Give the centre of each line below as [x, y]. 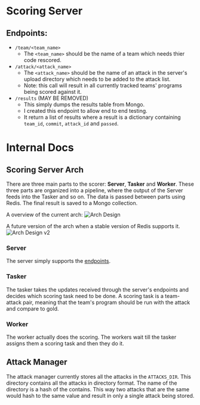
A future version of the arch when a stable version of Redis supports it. [93, 226]
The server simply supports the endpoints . [59, 261]
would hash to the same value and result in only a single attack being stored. [100, 395]
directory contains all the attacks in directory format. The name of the [92, 383]
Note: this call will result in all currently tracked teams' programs [103, 85]
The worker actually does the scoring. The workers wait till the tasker [91, 337]
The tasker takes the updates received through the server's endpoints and [98, 289]
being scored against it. [53, 92]
